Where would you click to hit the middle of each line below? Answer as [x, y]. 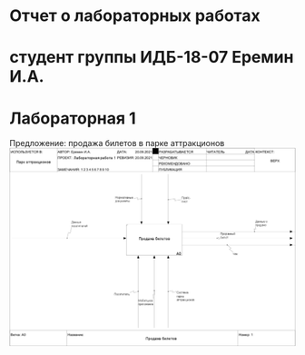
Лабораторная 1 [73, 118]
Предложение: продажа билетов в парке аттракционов [117, 143]
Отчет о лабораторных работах [135, 16]
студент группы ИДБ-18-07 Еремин [152, 58]
